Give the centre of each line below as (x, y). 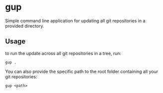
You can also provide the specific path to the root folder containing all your (81, 71)
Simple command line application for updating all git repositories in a (75, 21)
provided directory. (25, 26)
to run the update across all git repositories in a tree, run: (63, 53)
